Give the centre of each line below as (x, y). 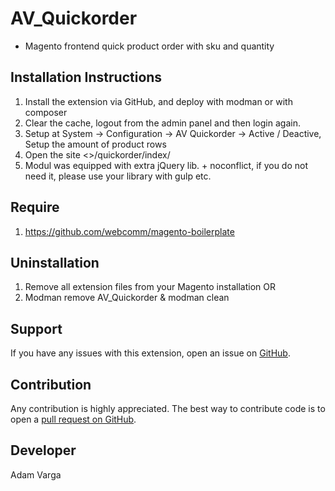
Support (36, 328)
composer (46, 112)
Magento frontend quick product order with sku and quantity (149, 46)
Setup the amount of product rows (95, 144)
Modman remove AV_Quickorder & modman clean (127, 298)
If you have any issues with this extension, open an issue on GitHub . (150, 353)
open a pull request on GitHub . (73, 419)
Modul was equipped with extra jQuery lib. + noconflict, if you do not (166, 165)
